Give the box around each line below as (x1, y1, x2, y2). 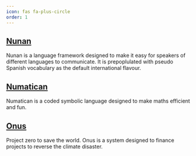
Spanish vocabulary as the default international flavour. (6, 65, 141, 72)
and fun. (6, 104, 27, 111)
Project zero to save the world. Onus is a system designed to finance (6, 136, 175, 144)
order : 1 (6, 14, 28, 20)
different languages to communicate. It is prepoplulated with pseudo (6, 58, 173, 65)
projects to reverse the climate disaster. (6, 143, 103, 150)
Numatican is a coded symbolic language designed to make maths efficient (6, 97, 190, 104)
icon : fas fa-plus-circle (6, 8, 70, 15)
